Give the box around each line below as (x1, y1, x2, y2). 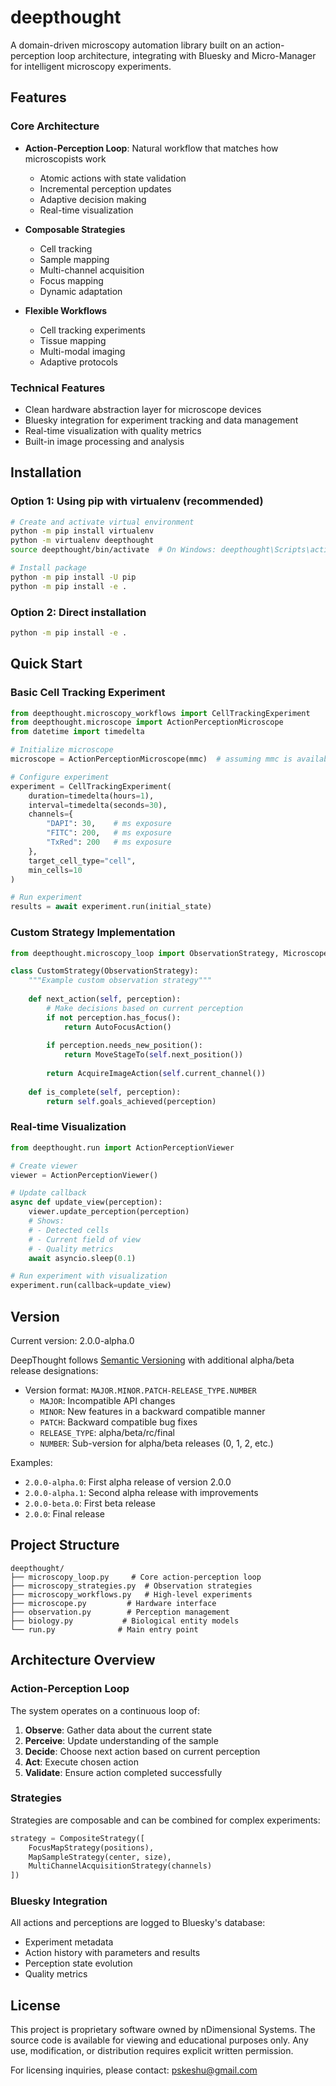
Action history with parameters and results (24, 1947, 201, 1959)
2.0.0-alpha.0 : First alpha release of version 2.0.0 (24, 1476, 232, 1488)
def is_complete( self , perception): (28, 1087, 182, 1097)
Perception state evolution (24, 1957, 133, 1970)
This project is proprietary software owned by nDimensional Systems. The (10, 2024, 316, 2036)
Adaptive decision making (39, 193, 147, 205)
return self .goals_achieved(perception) (46, 1096, 217, 1106)
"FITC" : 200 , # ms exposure (46, 828, 172, 838)
